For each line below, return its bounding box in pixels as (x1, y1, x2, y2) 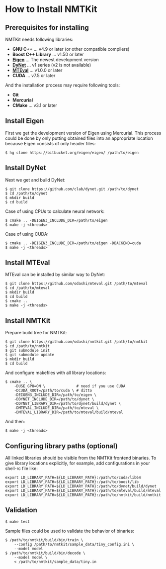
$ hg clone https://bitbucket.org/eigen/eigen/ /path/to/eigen (5, 150, 139, 155)
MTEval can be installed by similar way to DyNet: (5, 272, 105, 278)
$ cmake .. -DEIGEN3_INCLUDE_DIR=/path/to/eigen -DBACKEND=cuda (5, 240, 141, 246)
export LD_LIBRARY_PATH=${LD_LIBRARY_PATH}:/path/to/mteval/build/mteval (5, 488, 162, 493)
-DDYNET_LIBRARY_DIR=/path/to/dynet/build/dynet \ (14, 401, 121, 406)
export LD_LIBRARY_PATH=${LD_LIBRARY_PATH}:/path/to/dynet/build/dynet (5, 484, 157, 489)
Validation (5, 506, 37, 514)
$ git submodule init (5, 348, 50, 353)
